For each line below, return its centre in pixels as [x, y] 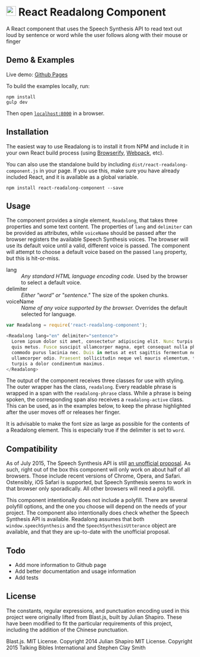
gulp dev [17, 102]
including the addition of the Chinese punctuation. [68, 630]
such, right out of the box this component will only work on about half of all [98, 470]
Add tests [26, 577]
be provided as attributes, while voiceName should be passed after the [91, 233]
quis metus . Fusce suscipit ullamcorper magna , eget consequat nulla [99, 347]
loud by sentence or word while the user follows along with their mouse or [97, 35]
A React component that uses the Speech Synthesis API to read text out [94, 29]
